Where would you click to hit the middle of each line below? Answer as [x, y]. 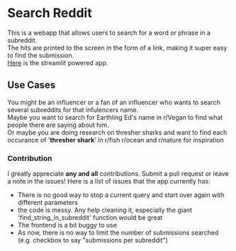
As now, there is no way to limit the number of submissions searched [118, 233]
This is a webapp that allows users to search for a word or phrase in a [109, 33]
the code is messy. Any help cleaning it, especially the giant [105, 210]
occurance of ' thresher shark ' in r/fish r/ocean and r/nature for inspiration [116, 140]
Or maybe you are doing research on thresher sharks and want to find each [117, 132]
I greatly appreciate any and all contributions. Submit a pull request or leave [118, 174]
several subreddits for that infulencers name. [73, 110]
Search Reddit [50, 13]
